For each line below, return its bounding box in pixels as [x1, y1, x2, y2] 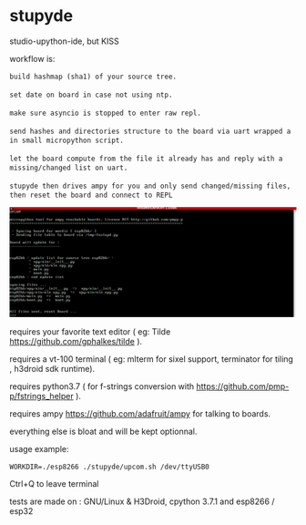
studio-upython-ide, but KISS [9, 36, 120, 46]
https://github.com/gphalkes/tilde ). [9, 336, 143, 347]
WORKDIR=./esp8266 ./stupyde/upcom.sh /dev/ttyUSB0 [9, 462, 209, 472]
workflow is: [9, 53, 56, 64]
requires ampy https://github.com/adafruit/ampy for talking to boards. [9, 408, 271, 419]
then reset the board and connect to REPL [9, 190, 173, 200]
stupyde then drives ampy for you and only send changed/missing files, [9, 181, 291, 190]
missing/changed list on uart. [9, 163, 128, 172]
